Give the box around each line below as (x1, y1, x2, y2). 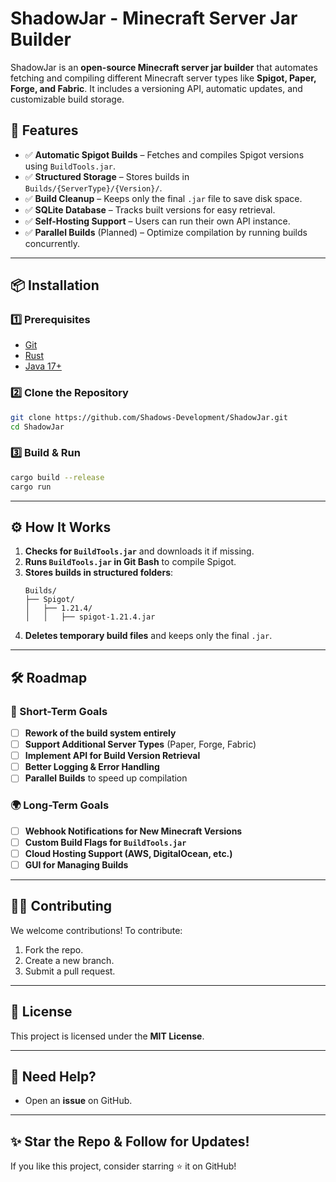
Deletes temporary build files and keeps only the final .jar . (24, 630, 273, 642)
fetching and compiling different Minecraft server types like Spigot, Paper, (10, 72, 317, 84)
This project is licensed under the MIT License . (10, 1030, 205, 1042)
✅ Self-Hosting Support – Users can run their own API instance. (24, 215, 291, 227)
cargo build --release (10, 472, 105, 482)
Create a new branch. (24, 954, 115, 966)
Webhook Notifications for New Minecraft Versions (24, 825, 243, 837)
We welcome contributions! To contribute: (10, 924, 183, 936)
